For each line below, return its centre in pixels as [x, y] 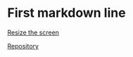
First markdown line [66, 13]
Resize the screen [33, 32]
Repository [23, 46]
